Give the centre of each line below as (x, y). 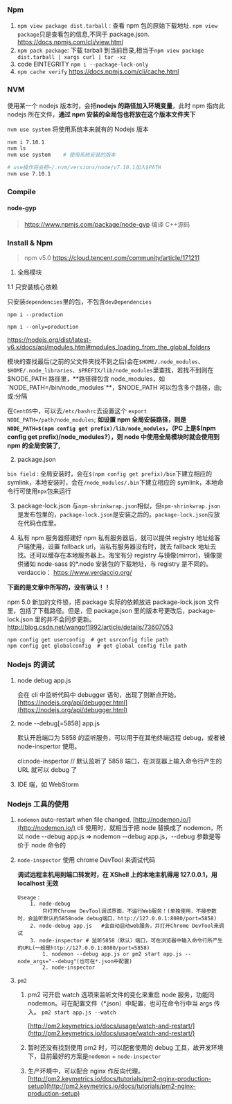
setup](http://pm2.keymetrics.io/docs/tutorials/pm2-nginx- (111, 1086)
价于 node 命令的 (42, 845)
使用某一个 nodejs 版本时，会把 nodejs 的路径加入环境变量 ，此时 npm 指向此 (116, 105)
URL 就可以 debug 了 (47, 769)
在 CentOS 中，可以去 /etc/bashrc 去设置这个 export (77, 411)
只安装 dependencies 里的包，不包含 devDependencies (80, 302)
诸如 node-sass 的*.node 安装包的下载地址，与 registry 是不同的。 (118, 564)
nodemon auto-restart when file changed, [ (76, 819)
